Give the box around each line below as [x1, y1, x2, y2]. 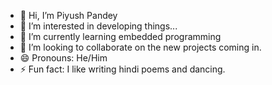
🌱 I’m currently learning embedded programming [19, 31, 222, 42]
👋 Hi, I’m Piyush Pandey [19, 10, 118, 21]
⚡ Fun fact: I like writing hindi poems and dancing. [19, 63, 226, 75]
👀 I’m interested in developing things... [19, 20, 178, 32]
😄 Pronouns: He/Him [19, 52, 108, 64]
